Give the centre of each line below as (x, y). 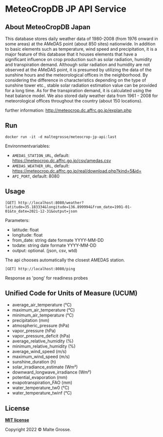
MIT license (17, 420)
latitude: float (25, 230)
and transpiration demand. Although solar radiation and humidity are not (78, 65)
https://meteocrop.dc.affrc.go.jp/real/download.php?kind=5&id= (77, 171)
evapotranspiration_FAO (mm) (42, 383)
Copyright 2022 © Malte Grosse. (38, 430)
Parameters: (17, 220)
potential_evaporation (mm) (40, 377)
